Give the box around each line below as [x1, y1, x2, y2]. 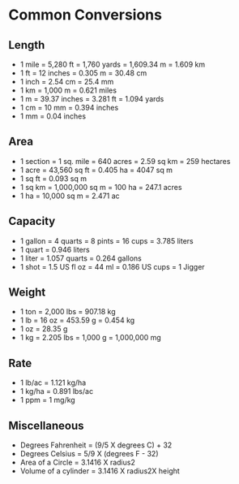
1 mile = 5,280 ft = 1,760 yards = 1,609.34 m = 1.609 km [19, 59, 205, 69]
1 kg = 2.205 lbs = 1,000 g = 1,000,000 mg [19, 333, 162, 343]
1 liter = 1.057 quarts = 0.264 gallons [19, 253, 142, 263]
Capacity [8, 214, 56, 228]
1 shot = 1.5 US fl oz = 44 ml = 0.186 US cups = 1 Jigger [19, 261, 205, 271]
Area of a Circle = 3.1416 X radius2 [19, 457, 135, 468]
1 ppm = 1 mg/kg [19, 395, 75, 405]
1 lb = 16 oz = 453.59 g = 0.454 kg [19, 315, 135, 326]
